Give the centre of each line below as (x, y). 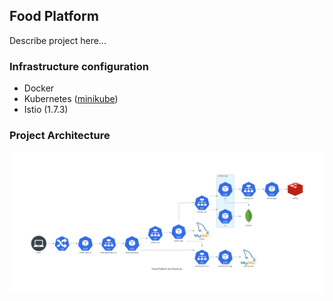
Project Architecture (60, 136)
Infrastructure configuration (79, 66)
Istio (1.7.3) (46, 110)
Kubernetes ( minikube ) (71, 99)
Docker (39, 88)
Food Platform (54, 16)
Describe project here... (58, 40)
